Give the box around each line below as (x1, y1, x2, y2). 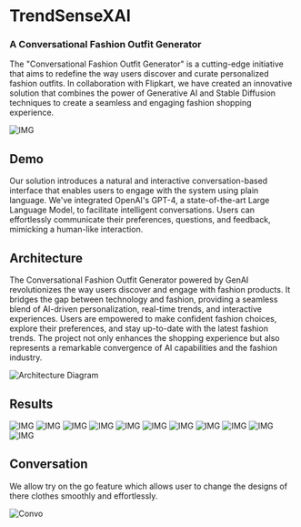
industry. (9, 352, 43, 363)
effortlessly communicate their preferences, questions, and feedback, (9, 214, 271, 225)
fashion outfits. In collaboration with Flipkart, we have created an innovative (9, 78, 293, 89)
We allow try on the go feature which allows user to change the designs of (9, 480, 288, 491)
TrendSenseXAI (9, 5, 132, 26)
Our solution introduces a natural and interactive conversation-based (9, 175, 268, 187)
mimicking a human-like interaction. (9, 224, 144, 235)
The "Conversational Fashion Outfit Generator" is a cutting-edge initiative (9, 58, 284, 69)
